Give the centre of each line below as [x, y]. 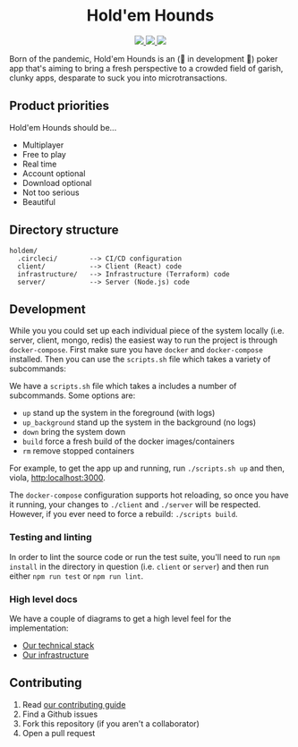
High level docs [43, 598]
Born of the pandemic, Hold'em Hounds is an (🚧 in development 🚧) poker [144, 58]
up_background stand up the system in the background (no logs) [139, 422]
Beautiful [39, 201]
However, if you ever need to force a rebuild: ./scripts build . [124, 514]
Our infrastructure [55, 655]
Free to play [44, 154]
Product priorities [60, 106]
